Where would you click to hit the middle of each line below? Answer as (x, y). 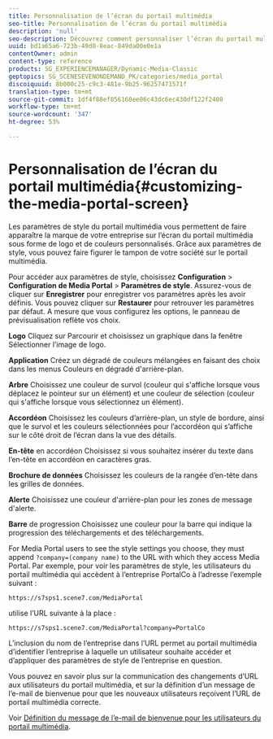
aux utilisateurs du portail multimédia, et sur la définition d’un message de (132, 684)
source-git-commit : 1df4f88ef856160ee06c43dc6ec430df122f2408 (116, 99)
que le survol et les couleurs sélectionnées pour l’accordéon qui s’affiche (131, 426)
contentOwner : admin (43, 54)
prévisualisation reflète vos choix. (65, 320)
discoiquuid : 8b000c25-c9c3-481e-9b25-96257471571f (97, 84)
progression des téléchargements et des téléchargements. (106, 532)
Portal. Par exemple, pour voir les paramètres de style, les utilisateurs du (130, 566)
